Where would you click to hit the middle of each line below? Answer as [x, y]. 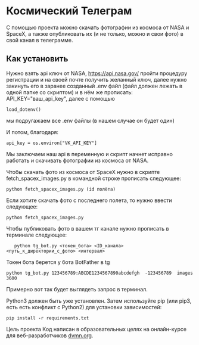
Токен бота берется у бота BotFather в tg [58, 262]
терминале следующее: [37, 235]
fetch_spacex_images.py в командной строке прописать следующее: [94, 178]
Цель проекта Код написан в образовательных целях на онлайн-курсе [96, 329]
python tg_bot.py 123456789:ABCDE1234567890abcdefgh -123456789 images [100, 273]
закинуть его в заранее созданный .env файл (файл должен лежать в [94, 86]
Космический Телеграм [69, 11]
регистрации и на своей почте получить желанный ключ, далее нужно [97, 79]
